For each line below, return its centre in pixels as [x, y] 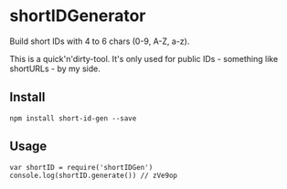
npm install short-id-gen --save [73, 118]
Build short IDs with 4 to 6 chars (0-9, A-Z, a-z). [100, 41]
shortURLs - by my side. [55, 68]
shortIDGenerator [78, 16]
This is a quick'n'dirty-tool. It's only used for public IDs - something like [144, 58]
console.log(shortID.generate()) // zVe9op [94, 175]
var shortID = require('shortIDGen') [81, 167]
